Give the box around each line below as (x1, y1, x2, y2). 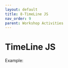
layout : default (5, 7, 38, 12)
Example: (5, 58, 24, 64)
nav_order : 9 (5, 16, 31, 21)
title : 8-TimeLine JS (5, 12, 49, 17)
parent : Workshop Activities (5, 20, 64, 26)
